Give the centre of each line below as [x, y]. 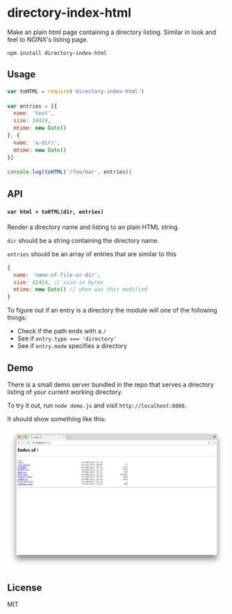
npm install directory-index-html [57, 53]
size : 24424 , [32, 121]
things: [17, 317]
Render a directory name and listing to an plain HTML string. [93, 227]
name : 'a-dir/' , [37, 143]
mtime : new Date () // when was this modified [81, 290]
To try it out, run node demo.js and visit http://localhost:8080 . [97, 406]
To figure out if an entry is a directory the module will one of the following [112, 310]
